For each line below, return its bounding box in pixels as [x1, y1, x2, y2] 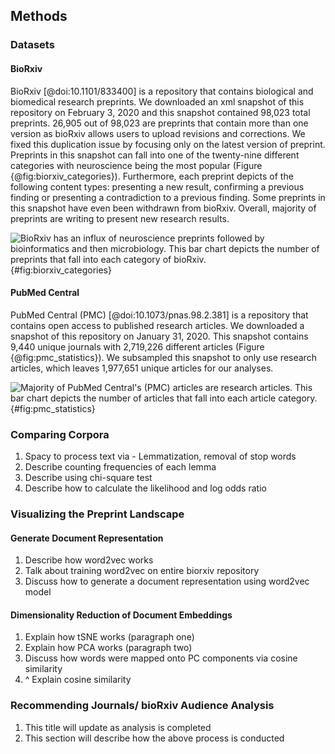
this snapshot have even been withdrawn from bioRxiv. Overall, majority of [10, 202, 317, 214]
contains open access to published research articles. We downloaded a [10, 319, 305, 331]
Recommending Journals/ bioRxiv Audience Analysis [10, 699, 275, 713]
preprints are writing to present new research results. [10, 212, 230, 224]
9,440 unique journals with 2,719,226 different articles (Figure [10, 340, 265, 353]
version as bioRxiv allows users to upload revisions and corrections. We [10, 127, 306, 139]
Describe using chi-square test [24, 472, 153, 484]
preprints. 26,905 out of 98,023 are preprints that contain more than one [10, 117, 309, 129]
